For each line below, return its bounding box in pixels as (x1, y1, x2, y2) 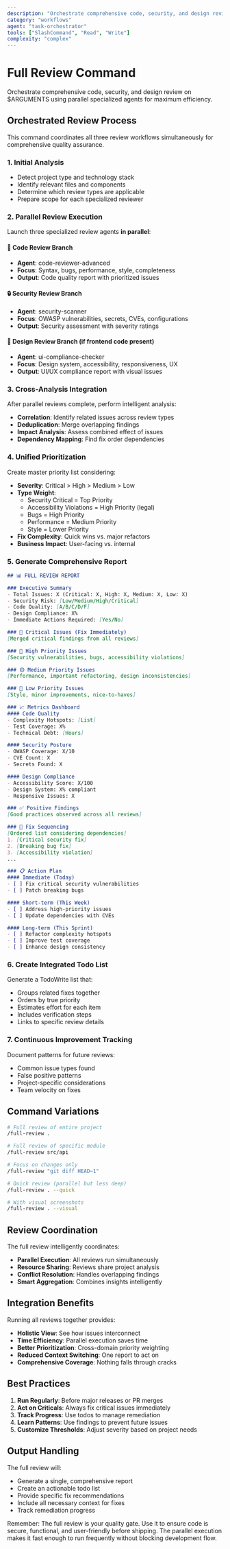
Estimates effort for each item (16, 1003, 101, 1012)
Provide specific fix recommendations (16, 1491, 125, 1500)
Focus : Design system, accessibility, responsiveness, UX (16, 360, 178, 368)
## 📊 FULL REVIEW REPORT (7, 572, 80, 579)
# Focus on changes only (7, 1161, 78, 1168)
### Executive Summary (7, 584, 72, 591)
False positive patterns (16, 1071, 81, 1079)
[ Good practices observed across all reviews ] (7, 811, 142, 818)
